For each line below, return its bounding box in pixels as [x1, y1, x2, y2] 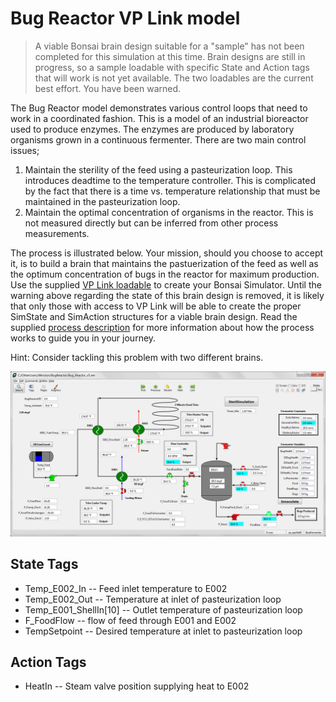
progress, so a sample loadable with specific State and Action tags [34, 61, 310, 73]
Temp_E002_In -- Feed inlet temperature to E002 [24, 582, 228, 594]
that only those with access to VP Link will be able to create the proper [10, 300, 302, 312]
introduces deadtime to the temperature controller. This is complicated [24, 174, 317, 186]
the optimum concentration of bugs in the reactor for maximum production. [10, 268, 320, 280]
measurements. [24, 227, 90, 239]
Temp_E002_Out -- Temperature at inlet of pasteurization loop [24, 593, 282, 605]
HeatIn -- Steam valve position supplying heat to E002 [24, 680, 250, 692]
